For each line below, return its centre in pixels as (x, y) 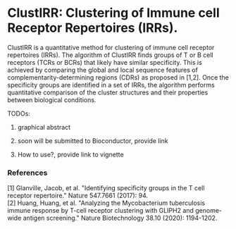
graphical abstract (44, 127)
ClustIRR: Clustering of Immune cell (113, 13)
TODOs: (19, 113)
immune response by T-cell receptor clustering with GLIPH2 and (100, 211)
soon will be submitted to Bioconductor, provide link (93, 141)
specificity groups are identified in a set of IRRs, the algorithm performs (111, 85)
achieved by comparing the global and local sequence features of (103, 70)
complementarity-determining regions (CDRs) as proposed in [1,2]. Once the (118, 77)
